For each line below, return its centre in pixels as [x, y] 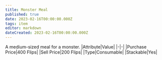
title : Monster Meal [27, 10]
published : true [22, 14]
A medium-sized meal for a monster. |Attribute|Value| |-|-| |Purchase [76, 47]
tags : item [16, 24]
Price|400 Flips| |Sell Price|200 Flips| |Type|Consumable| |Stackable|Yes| [81, 52]
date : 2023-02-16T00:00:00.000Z [39, 19]
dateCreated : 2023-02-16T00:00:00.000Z [47, 33]
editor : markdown [23, 28]
